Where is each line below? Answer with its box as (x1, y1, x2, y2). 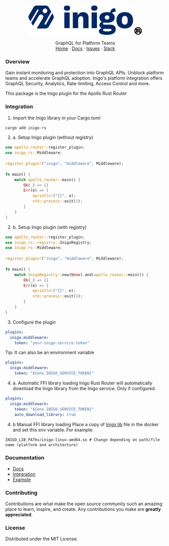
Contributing (5, 489, 38, 496)
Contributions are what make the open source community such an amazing (5, 501, 162, 507)
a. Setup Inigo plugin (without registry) (12, 135, 93, 141)
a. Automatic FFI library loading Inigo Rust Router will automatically (12, 380, 153, 386)
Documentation (5, 454, 45, 461)
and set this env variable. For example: (12, 427, 94, 433)
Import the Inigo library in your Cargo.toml (12, 115, 100, 121)
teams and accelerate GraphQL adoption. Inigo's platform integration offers (5, 75, 162, 81)
